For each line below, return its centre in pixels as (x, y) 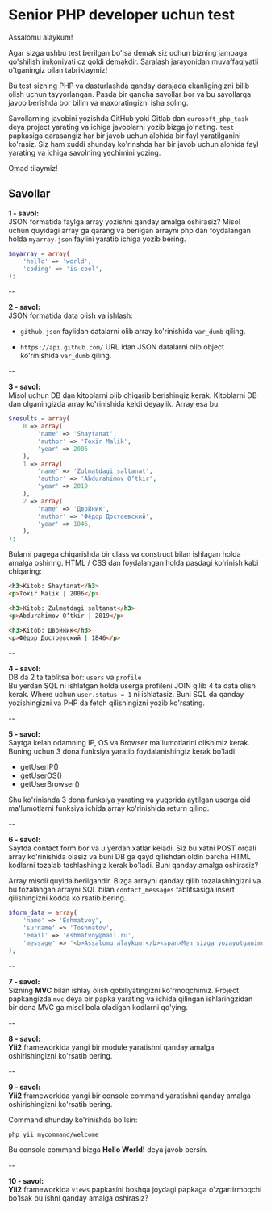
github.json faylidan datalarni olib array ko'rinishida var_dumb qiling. (133, 332)
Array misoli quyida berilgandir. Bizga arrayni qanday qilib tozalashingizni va (135, 881)
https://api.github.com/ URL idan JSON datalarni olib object (122, 347)
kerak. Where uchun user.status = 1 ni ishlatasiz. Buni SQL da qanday (126, 695)
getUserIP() (39, 767)
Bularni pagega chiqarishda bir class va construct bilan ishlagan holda (125, 554)
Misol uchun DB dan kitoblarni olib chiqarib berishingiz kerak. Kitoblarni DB (133, 395)
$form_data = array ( (43, 913)
